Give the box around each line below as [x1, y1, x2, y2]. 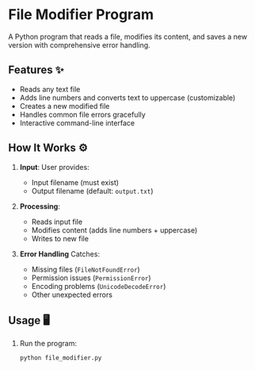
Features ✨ [8, 64, 64, 77]
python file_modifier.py [19, 354, 102, 362]
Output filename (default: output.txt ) [31, 186, 154, 195]
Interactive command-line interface [19, 118, 135, 128]
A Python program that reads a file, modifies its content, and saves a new [8, 32, 248, 41]
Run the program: [19, 339, 78, 349]
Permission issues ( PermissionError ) [31, 272, 152, 283]
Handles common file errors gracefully [19, 110, 147, 119]
